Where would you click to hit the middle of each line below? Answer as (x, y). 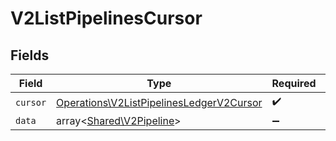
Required (294, 83)
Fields (30, 55)
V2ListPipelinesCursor (106, 18)
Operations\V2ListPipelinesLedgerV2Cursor (159, 102)
